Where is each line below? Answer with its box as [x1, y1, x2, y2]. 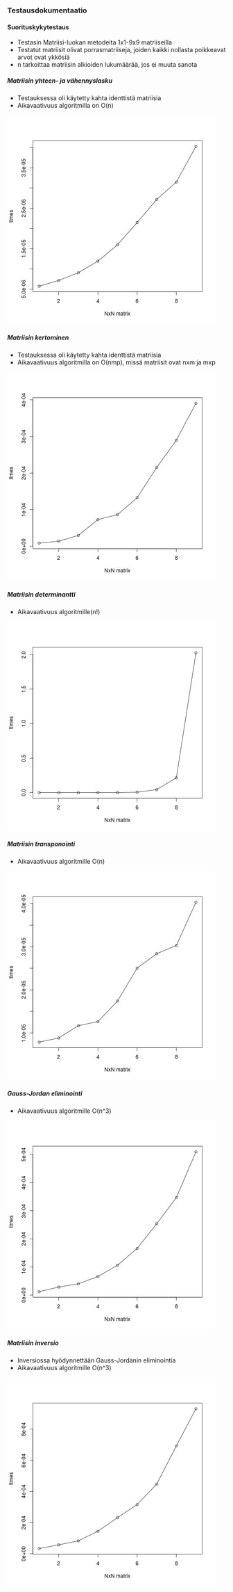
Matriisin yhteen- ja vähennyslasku [7, 76, 113, 85]
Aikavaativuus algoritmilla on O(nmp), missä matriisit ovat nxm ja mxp [17, 358, 216, 367]
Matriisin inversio [7, 1338, 59, 1347]
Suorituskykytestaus [7, 23, 69, 31]
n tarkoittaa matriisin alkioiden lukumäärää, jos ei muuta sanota [17, 61, 198, 69]
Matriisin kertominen [7, 333, 69, 341]
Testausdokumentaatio [7, 6, 87, 15]
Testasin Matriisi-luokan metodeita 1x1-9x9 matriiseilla [17, 38, 172, 47]
